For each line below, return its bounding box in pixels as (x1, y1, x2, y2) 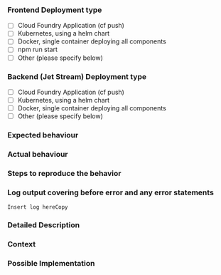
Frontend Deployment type (7, 5, 102, 15)
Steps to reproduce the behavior (7, 168, 122, 178)
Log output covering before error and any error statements (7, 187, 215, 197)
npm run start (17, 45, 58, 54)
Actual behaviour (7, 150, 69, 159)
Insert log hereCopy (7, 204, 69, 211)
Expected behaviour (7, 130, 79, 140)
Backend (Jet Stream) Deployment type (7, 71, 147, 81)
